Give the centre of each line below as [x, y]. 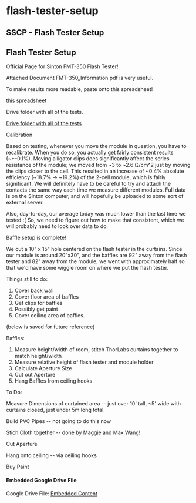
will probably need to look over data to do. [57, 226]
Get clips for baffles [38, 303]
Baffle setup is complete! [36, 238]
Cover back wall [34, 291]
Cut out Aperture [35, 375]
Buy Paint [18, 467]
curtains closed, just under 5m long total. [56, 410]
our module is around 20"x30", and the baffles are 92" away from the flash [97, 255]
